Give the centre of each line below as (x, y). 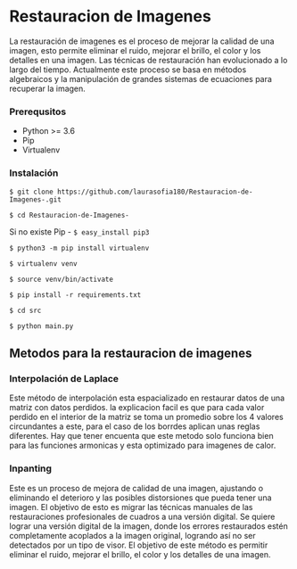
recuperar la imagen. (48, 88)
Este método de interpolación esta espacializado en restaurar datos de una (147, 398)
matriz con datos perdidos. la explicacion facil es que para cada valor (137, 408)
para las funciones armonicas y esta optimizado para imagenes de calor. (143, 445)
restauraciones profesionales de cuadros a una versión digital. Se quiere (142, 516)
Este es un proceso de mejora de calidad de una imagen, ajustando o (136, 488)
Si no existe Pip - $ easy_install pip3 (79, 231)
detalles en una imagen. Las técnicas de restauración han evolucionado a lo (148, 60)
